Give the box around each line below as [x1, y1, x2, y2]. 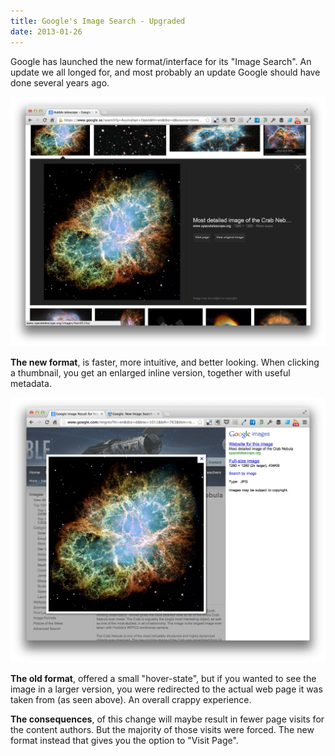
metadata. [10, 377, 52, 389]
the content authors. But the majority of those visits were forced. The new [10, 724, 315, 736]
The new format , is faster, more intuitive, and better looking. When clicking [10, 356, 320, 368]
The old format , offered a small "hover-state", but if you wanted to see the [10, 673, 317, 685]
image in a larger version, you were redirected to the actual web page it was [10, 683, 323, 695]
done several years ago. [10, 76, 110, 89]
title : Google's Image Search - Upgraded [10, 16, 186, 26]
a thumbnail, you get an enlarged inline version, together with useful [10, 366, 291, 379]
